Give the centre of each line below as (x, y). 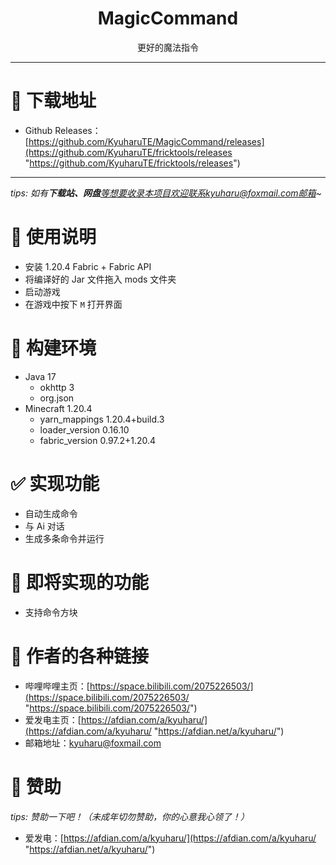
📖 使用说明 (53, 237)
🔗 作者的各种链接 (80, 656)
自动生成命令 (51, 513)
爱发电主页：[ (53, 719)
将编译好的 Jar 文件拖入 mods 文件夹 (100, 279)
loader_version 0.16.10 (84, 429)
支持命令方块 (51, 612)
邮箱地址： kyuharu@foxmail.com (93, 743)
